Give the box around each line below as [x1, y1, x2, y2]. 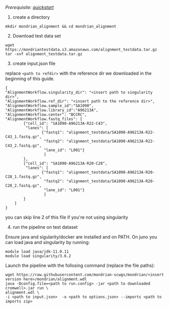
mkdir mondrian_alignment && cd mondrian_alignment [5, 24, 116, 29]
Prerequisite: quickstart [5, 5, 54, 10]
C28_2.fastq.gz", [5, 183, 42, 188]
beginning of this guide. [5, 76, 55, 82]
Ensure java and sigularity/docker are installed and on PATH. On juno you [5, 234, 157, 240]
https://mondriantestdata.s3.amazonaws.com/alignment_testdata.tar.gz [5, 47, 157, 52]
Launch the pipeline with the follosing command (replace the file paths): [5, 262, 155, 268]
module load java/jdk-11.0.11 [5, 249, 69, 254]
